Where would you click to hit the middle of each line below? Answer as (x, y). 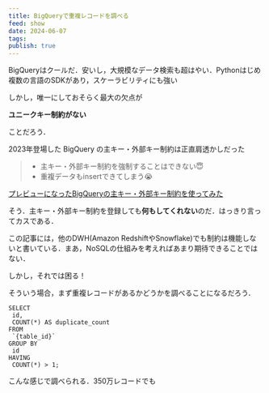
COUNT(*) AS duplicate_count (61, 323)
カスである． (36, 221)
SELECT (19, 309)
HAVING (19, 358)
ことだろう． (29, 132)
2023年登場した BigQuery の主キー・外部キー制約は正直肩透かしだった (127, 149)
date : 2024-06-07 (38, 31)
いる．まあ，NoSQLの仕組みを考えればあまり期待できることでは (151, 249)
